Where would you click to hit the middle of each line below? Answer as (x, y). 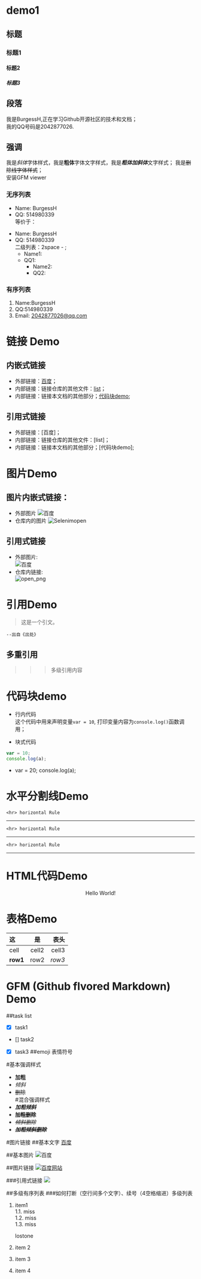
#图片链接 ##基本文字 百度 (39, 1142)
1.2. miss (26, 1218)
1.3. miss (25, 1224)
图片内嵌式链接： (38, 498)
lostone (24, 1236)
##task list (19, 1016)
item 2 (23, 1247)
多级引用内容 (66, 670)
